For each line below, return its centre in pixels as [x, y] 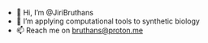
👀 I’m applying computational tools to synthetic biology [108, 21]
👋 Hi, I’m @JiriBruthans [54, 13]
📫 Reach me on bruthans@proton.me [80, 30]
